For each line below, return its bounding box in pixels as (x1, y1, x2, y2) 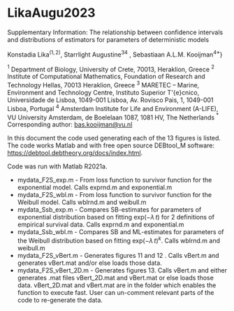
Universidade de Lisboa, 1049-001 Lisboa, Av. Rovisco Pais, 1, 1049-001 (7, 96, 214, 104)
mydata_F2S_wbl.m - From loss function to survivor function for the (17, 191, 212, 199)
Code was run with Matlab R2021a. (7, 162, 108, 171)
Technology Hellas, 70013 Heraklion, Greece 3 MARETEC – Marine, (7, 80, 200, 89)
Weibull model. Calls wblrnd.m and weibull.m (17, 198, 147, 207)
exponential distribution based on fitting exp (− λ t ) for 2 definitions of (17, 213, 215, 222)
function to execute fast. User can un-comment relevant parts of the (17, 288, 214, 296)
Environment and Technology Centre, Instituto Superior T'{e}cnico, (7, 88, 200, 96)
